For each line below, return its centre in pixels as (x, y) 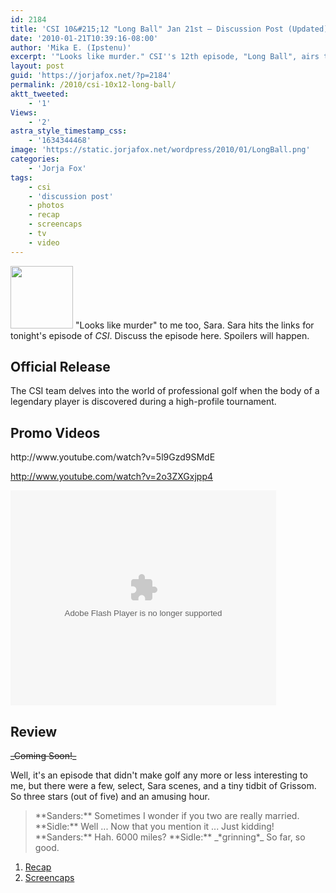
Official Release (60, 367)
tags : (21, 177)
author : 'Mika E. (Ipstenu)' (71, 47)
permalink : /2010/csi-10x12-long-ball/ (93, 85)
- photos (46, 206)
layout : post (37, 66)
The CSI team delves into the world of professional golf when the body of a (165, 391)
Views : (24, 112)
